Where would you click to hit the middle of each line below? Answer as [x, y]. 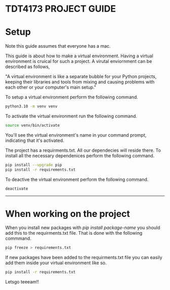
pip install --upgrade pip [34, 165]
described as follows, [28, 67]
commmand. [18, 238]
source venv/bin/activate [32, 125]
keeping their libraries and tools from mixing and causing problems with [80, 82]
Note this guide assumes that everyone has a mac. [58, 46]
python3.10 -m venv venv [31, 106]
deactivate [17, 189]
